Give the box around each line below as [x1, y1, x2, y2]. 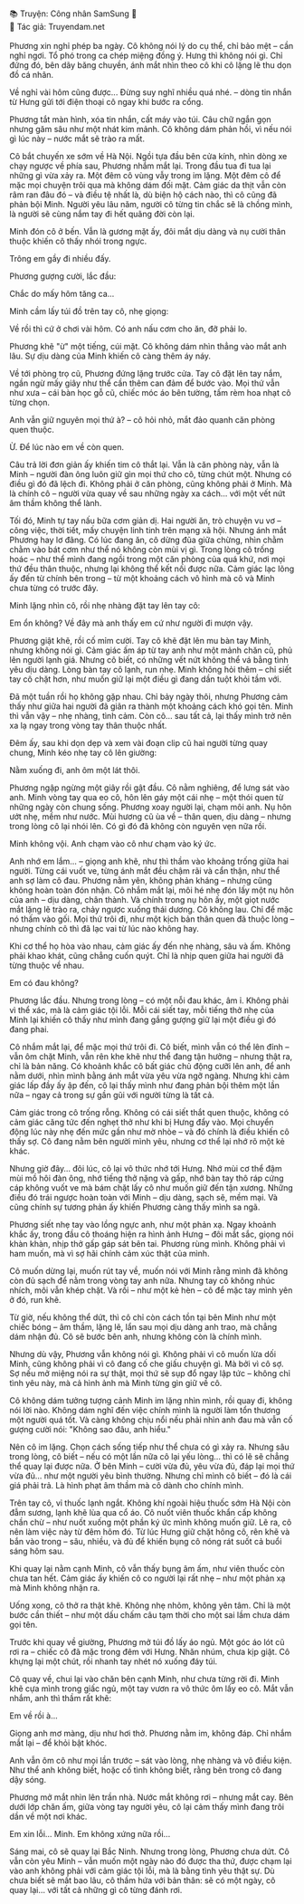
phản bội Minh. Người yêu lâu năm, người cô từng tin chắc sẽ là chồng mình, [9, 199, 293, 209]
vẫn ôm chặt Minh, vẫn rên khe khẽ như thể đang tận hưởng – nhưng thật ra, [9, 1051, 293, 1062]
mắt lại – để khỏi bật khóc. [9, 1737, 107, 1748]
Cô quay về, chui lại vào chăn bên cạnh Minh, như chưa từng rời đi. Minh [9, 1674, 280, 1684]
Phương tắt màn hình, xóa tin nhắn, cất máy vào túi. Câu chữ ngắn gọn [9, 114, 271, 125]
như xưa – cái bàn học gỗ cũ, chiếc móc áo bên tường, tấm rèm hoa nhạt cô [9, 387, 291, 397]
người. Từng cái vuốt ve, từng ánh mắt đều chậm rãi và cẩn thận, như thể [9, 866, 280, 876]
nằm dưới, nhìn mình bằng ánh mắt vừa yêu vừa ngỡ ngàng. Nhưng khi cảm [9, 1070, 290, 1081]
